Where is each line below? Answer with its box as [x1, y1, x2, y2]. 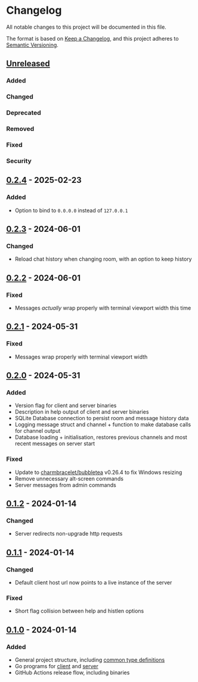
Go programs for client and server [14, 662, 98, 669]
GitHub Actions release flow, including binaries [14, 669, 130, 676]
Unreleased [6, 59, 51, 69]
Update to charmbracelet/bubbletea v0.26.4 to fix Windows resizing [14, 469, 182, 476]
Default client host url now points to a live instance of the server [14, 579, 172, 586]
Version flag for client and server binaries [14, 402, 117, 409]
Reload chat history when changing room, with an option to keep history [14, 255, 192, 263]
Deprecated [6, 109, 42, 117]
